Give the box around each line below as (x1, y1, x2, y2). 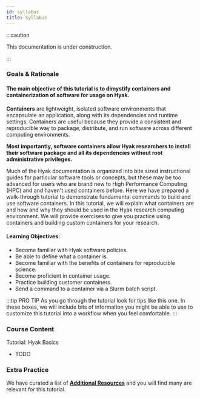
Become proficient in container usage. (15, 272, 111, 280)
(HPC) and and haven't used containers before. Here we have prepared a (6, 187, 189, 194)
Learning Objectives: (6, 233, 61, 240)
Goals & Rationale (6, 70, 59, 78)
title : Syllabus (6, 15, 47, 21)
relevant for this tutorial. (6, 386, 66, 393)
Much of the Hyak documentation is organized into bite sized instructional (6, 167, 191, 174)
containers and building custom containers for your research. (6, 219, 159, 226)
